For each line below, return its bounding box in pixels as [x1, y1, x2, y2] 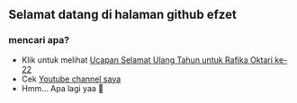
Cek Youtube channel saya [21, 73, 121, 84]
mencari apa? [8, 34, 69, 47]
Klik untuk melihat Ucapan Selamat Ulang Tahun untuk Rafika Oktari [21, 54, 274, 65]
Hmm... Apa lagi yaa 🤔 [21, 82, 104, 93]
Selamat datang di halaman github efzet [8, 7, 238, 22]
